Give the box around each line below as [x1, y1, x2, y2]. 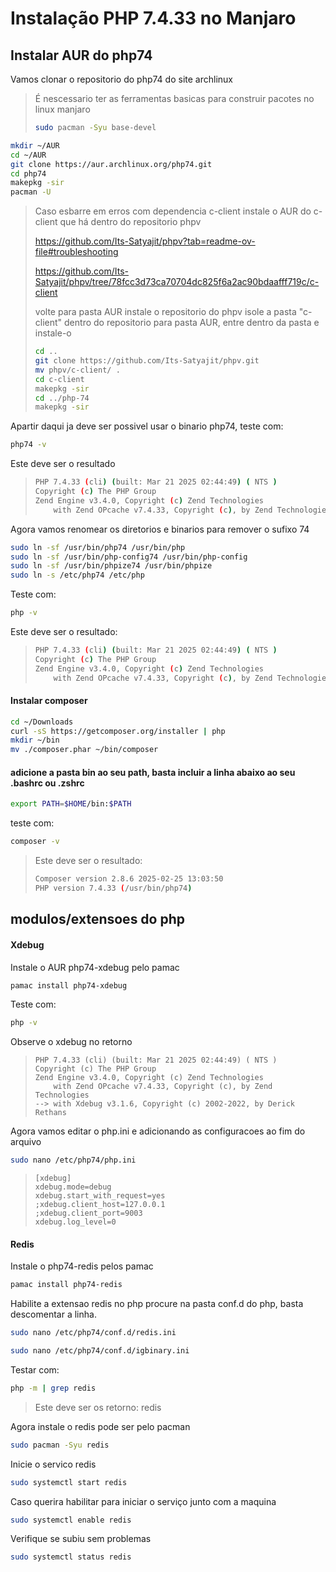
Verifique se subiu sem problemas [10, 1533, 152, 1545]
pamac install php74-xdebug [10, 980, 128, 991]
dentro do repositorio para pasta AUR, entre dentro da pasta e [64, 317, 320, 329]
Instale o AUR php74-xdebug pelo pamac [10, 961, 180, 973]
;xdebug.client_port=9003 [34, 1208, 143, 1219]
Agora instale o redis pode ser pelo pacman [10, 1420, 191, 1432]
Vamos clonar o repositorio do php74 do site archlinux [10, 73, 233, 85]
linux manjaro [34, 103, 91, 115]
